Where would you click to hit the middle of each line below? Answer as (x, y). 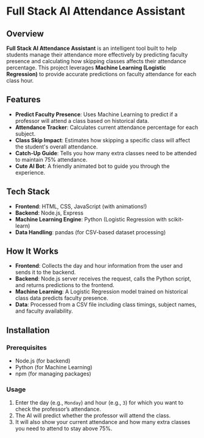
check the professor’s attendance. (58, 409)
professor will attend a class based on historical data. (82, 120)
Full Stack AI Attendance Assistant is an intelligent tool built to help (92, 48)
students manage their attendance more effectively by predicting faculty (97, 55)
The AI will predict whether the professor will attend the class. (93, 415)
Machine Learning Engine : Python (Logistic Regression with (91, 219)
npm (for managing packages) (53, 374)
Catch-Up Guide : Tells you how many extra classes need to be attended (106, 153)
